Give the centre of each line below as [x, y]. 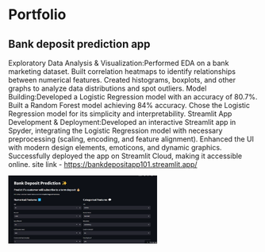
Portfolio [37, 15]
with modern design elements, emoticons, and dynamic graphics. [115, 147]
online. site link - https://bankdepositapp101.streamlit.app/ [103, 164]
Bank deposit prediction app [79, 44]
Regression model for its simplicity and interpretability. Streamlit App [120, 114]
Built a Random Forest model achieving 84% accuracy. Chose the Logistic [129, 105]
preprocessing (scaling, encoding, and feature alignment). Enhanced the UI [131, 139]
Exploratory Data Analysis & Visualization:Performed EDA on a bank [119, 63]
